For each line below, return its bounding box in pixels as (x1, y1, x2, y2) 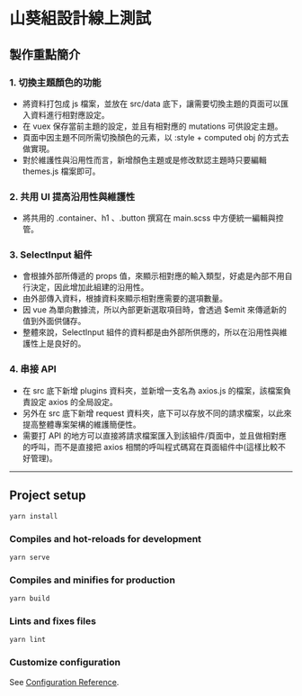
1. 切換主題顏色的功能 (9, 76, 102, 88)
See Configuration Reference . (9, 676, 120, 687)
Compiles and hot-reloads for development (9, 532, 202, 545)
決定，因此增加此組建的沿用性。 (30, 282, 149, 293)
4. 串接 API (9, 363, 57, 375)
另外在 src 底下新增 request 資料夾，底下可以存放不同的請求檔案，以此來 (22, 407, 292, 419)
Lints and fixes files (9, 615, 97, 628)
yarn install (9, 511, 58, 520)
